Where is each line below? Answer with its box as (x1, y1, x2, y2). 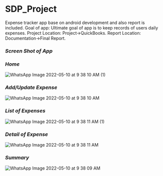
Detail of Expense (5, 131, 48, 138)
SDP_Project (5, 3, 57, 15)
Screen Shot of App (5, 48, 53, 54)
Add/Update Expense (5, 84, 57, 91)
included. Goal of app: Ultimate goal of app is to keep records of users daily (5, 25, 158, 30)
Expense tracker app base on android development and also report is (5, 20, 145, 25)
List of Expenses (5, 107, 46, 114)
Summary (5, 154, 29, 161)
